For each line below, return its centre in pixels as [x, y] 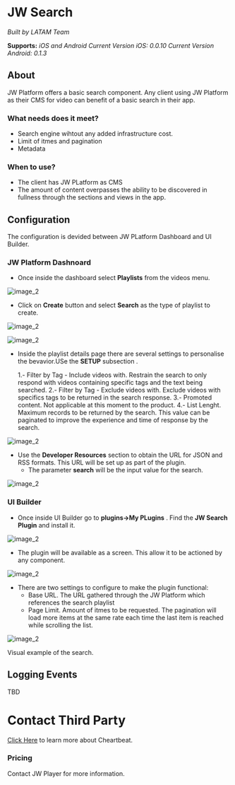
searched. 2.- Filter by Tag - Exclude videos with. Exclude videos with [119, 390]
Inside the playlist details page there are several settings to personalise [121, 354]
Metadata [31, 149]
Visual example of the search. [50, 652]
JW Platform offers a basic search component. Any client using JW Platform [118, 92]
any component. [41, 560]
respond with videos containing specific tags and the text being [110, 383]
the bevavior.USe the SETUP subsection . [78, 361]
